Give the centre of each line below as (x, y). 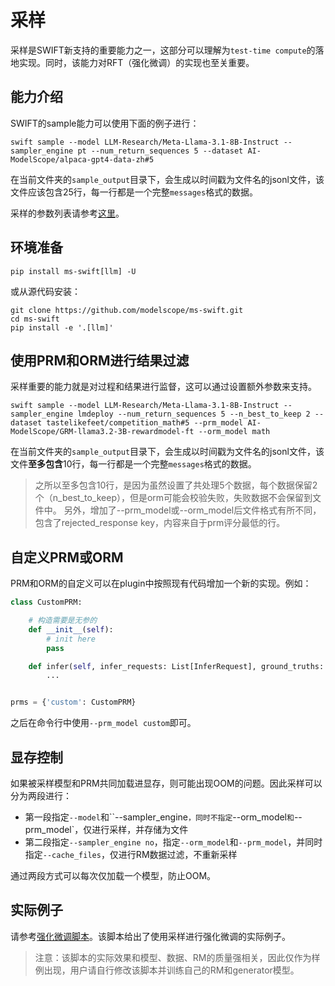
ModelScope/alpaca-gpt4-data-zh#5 (82, 159)
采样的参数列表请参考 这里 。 (67, 213)
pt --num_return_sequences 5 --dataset (160, 151)
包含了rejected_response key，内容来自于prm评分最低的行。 (160, 523)
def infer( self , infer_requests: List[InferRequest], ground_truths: (176, 666)
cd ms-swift (35, 319)
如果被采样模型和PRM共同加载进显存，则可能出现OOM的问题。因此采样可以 (166, 783)
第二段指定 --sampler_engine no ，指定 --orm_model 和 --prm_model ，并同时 (173, 842)
